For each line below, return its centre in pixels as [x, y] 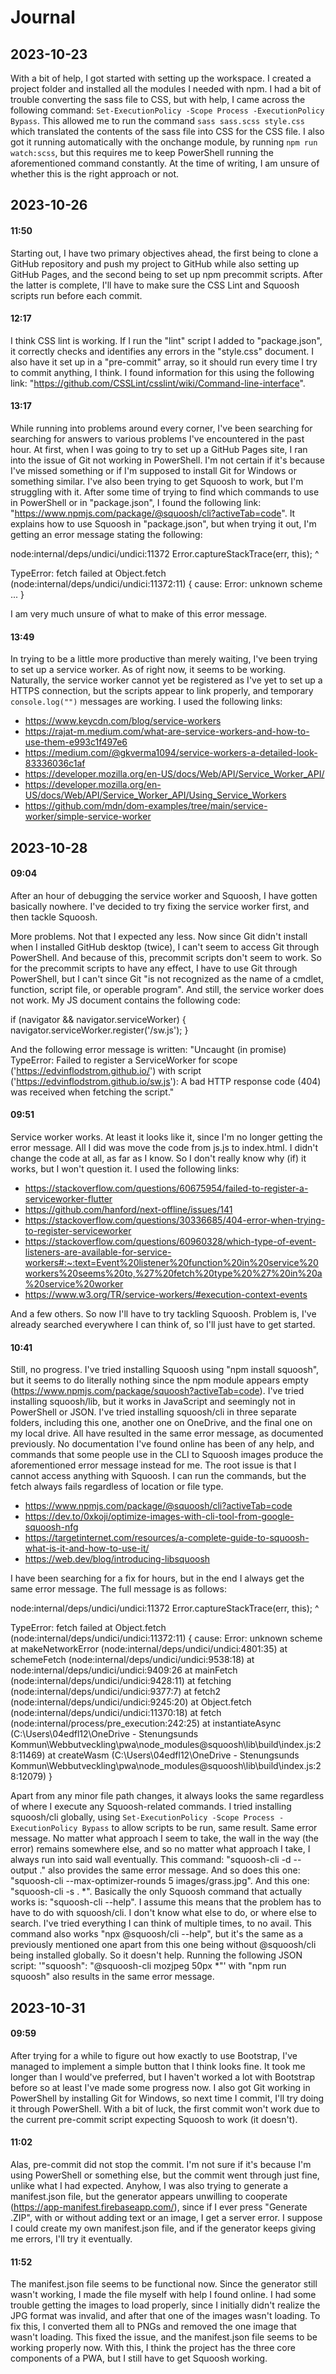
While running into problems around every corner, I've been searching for [161, 428]
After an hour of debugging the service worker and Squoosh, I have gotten [164, 895]
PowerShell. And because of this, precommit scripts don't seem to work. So [166, 957]
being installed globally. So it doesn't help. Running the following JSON [156, 1955]
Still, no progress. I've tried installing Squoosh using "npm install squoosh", [165, 1370]
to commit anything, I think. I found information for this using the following [162, 372]
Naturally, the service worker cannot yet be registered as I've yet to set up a [166, 680]
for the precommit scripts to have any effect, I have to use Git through [154, 968]
